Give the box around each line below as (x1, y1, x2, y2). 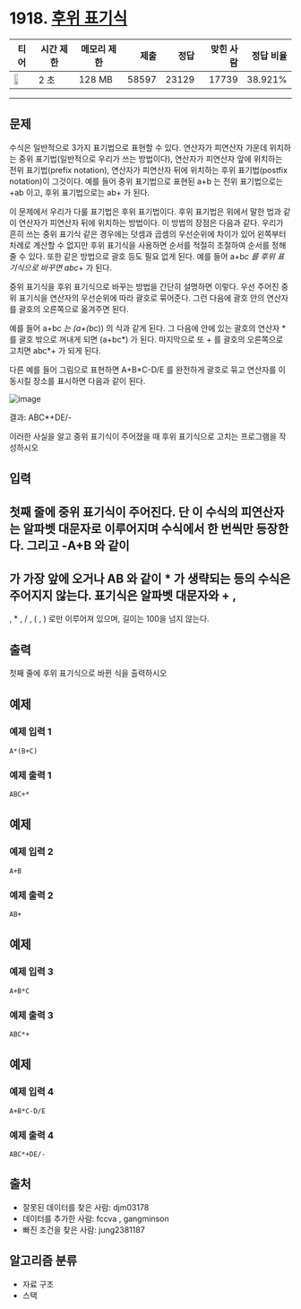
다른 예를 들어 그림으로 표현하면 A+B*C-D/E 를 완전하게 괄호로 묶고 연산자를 (9, 364, 277, 375)
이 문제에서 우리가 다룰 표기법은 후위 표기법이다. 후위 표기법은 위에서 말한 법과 (9, 205, 282, 216)
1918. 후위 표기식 (9, 8, 128, 29)
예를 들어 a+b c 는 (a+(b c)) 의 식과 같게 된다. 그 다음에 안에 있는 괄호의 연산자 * (9, 322, 287, 333)
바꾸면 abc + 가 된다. (39, 262, 113, 273)
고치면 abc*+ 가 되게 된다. (9, 345, 101, 355)
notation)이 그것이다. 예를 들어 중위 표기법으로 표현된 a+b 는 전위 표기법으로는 (9, 176, 284, 187)
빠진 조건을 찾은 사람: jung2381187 (21, 1224, 145, 1235)
